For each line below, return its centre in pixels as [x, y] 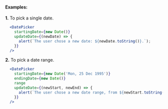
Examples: [16, 7]
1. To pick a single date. [29, 18]
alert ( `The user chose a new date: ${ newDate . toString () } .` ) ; [84, 41]
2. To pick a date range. [30, 60]
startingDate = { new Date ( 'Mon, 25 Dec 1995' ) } [62, 74]
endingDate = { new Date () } [40, 78]
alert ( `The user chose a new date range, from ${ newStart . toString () [92, 92]
